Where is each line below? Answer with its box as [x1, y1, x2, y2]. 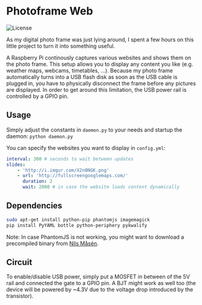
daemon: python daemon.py [6, 132, 74, 140]
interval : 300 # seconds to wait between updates [6, 156, 134, 162]
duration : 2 [22, 178, 53, 185]
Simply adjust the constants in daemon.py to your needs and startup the [6, 126, 183, 133]
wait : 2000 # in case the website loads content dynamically [22, 184, 180, 190]
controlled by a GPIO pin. [6, 92, 69, 100]
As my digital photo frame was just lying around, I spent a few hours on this [6, 36, 194, 43]
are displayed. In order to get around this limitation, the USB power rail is [6, 86, 187, 93]
